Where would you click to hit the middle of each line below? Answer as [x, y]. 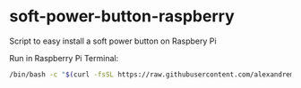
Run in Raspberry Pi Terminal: [64, 58]
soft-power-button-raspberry [122, 16]
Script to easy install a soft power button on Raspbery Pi [113, 41]
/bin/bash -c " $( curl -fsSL [62, 74]
